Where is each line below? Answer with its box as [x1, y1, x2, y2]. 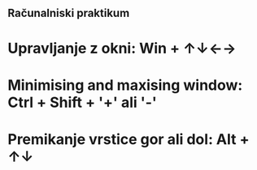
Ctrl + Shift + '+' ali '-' [7, 93, 158, 112]
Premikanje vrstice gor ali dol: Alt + [7, 130, 250, 148]
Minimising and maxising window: [7, 76, 243, 94]
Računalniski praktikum [7, 6, 130, 20]
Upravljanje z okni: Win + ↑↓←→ [7, 39, 237, 57]
